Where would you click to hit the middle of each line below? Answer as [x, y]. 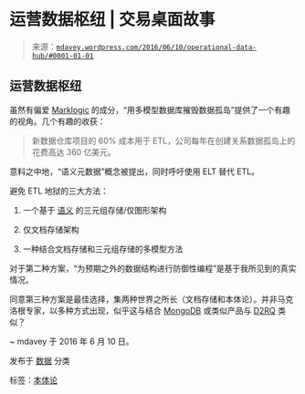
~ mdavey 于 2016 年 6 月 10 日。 [72, 341]
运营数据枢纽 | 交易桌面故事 [112, 20]
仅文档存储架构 [51, 229]
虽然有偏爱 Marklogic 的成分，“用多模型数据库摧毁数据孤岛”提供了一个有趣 [150, 109]
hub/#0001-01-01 [63, 56]
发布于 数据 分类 [40, 360]
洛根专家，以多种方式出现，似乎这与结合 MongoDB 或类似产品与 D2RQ [142, 310]
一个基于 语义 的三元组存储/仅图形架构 [95, 210]
